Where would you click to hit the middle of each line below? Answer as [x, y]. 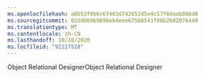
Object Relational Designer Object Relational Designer [85, 67]
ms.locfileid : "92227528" [45, 47]
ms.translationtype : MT [43, 27]
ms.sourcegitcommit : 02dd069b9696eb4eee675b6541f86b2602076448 [103, 21]
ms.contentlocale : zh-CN [44, 34]
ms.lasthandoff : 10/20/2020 [49, 40]
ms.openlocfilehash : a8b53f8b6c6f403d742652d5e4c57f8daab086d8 [103, 14]
